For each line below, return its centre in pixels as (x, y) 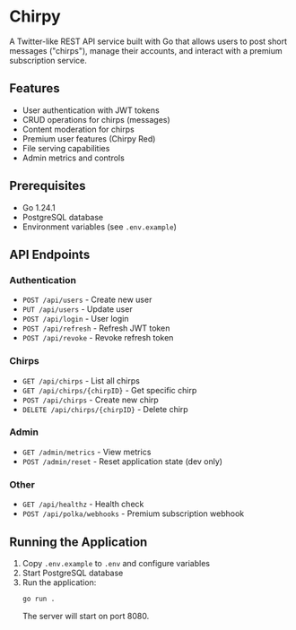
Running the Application (78, 542)
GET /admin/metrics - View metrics (87, 452)
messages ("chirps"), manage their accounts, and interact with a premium (146, 50)
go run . (39, 599)
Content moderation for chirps (78, 129)
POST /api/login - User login (75, 319)
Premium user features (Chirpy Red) (89, 138)
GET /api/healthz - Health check (83, 505)
